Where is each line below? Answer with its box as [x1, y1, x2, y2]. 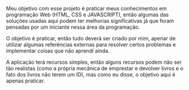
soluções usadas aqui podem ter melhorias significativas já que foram [6, 18, 174, 24]
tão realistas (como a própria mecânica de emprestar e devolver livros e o [6, 65, 184, 72]
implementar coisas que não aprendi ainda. [6, 47, 110, 54]
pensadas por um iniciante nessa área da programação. [6, 23, 140, 30]
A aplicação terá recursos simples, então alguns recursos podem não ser [6, 58, 182, 65]
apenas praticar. [6, 77, 45, 84]
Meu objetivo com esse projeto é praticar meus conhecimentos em [6, 5, 167, 12]
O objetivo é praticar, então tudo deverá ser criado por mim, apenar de [6, 35, 176, 41]
